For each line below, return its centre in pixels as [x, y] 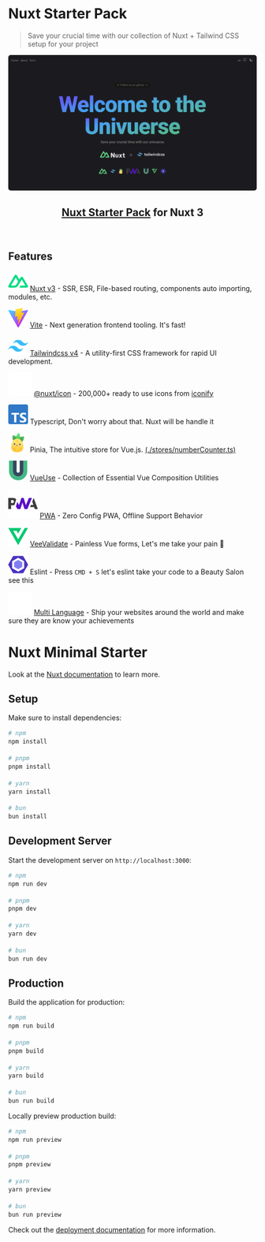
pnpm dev [22, 909]
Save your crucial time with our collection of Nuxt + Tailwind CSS [133, 35]
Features [30, 257]
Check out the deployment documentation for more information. [112, 1229]
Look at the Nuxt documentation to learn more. [84, 674]
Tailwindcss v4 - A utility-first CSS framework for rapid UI [123, 352]
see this [21, 580]
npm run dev [28, 884]
